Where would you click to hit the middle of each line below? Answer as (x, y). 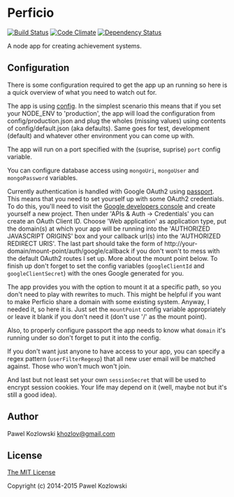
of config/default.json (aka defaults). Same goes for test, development (109, 128)
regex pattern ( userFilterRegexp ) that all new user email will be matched (111, 358)
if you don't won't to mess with (175, 251)
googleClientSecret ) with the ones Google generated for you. (96, 273)
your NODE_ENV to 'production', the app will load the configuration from (111, 113)
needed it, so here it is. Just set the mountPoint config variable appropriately (117, 309)
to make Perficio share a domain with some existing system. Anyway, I (108, 301)
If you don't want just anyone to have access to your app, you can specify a (116, 351)
